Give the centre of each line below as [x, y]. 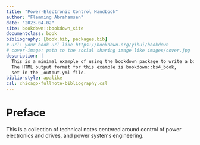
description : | [25, 56]
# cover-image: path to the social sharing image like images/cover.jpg [98, 51]
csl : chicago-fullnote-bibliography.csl [57, 84]
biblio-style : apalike [34, 78]
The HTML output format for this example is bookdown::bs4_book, [94, 67]
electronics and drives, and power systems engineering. [75, 135]
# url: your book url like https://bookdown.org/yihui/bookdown [87, 45]
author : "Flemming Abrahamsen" [45, 17]
